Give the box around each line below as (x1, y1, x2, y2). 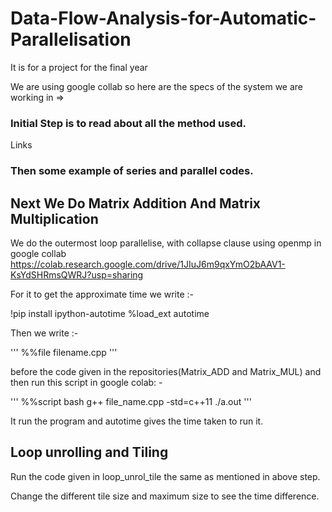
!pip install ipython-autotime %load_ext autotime (10, 307, 210, 319)
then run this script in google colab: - (10, 376, 163, 388)
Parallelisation (10, 28, 132, 51)
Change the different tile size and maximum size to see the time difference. (10, 490, 320, 502)
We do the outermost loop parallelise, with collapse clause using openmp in (10, 237, 322, 249)
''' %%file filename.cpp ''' (10, 346, 118, 358)
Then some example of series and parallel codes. (10, 164, 254, 178)
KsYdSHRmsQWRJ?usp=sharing (10, 268, 144, 281)
